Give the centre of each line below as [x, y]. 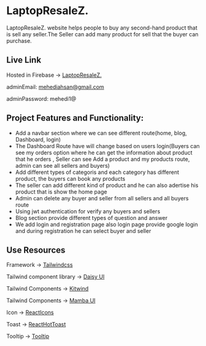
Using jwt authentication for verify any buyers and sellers [88, 211]
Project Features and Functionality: [75, 118]
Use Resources [36, 250]
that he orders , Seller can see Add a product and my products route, [102, 159]
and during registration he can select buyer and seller [83, 230]
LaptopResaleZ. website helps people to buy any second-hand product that [102, 28]
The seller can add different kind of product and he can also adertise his [107, 185]
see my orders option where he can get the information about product [104, 152]
